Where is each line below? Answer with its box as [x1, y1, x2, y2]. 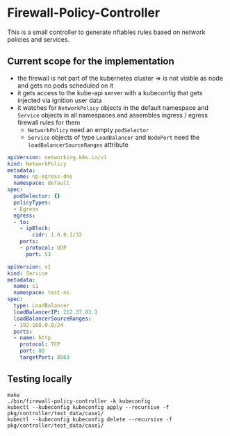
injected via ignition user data [17, 96, 102, 104]
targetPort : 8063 [19, 354, 70, 361]
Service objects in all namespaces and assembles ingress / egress [17, 111, 208, 119]
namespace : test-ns [13, 289, 70, 296]
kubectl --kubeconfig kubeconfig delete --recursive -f [7, 416, 172, 423]
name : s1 [13, 283, 39, 290]
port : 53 [25, 250, 51, 258]
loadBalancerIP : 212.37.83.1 [13, 308, 98, 316]
